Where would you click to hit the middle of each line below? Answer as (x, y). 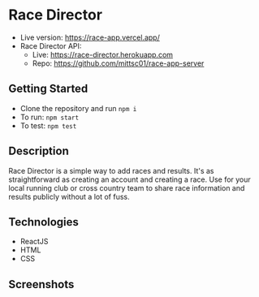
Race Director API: (51, 45)
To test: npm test (48, 125)
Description (39, 151)
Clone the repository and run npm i (78, 108)
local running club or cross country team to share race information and (127, 187)
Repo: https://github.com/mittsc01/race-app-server (118, 63)
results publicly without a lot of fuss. (69, 196)
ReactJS (34, 242)
